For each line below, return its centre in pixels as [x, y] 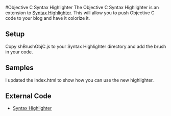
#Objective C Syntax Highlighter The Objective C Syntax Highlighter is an [82, 7]
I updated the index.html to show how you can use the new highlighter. [80, 80]
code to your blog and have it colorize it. [48, 18]
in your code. [19, 52]
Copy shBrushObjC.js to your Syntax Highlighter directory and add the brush [86, 46]
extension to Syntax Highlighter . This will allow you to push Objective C [80, 13]
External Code [29, 96]
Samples [20, 68]
